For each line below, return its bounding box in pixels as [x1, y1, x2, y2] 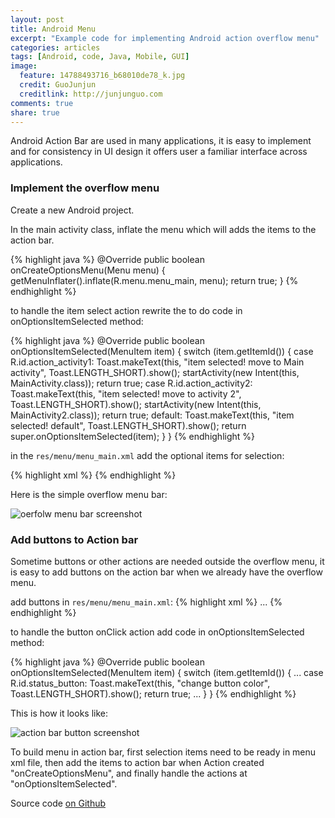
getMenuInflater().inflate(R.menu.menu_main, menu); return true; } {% [10, 274, 299, 286]
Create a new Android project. [10, 204, 135, 216]
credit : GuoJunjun [19, 80, 97, 90]
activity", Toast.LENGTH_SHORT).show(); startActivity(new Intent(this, [10, 366, 300, 378]
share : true [10, 107, 60, 118]
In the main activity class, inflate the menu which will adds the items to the [10, 223, 317, 235]
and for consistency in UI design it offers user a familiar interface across [10, 146, 308, 158]
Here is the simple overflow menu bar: [10, 488, 168, 500]
